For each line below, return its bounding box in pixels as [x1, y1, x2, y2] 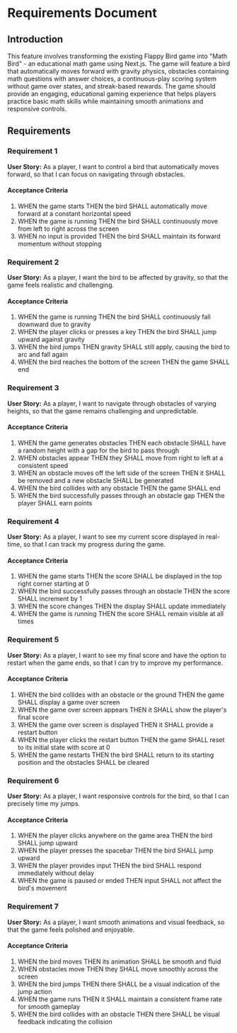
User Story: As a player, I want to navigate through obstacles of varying [7, 399, 217, 408]
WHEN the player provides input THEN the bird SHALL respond [17, 862, 202, 870]
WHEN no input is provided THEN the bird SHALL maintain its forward [17, 232, 221, 240]
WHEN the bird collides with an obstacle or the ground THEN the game [17, 690, 224, 699]
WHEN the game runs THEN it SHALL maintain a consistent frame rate [17, 995, 223, 1003]
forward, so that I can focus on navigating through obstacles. [7, 170, 185, 178]
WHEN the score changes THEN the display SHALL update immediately [17, 602, 226, 610]
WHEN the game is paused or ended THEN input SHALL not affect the [17, 877, 221, 885]
